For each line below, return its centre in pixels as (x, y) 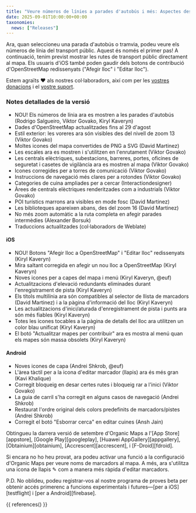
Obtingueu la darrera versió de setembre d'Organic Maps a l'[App (85, 433)
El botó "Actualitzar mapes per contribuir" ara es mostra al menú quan (99, 333)
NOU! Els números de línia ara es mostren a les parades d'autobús (94, 115)
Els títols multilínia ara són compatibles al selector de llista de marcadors (101, 296)
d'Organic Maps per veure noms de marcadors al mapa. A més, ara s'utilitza (97, 463)
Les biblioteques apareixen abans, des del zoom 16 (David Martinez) (97, 207)
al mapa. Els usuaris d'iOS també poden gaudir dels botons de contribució (95, 63)
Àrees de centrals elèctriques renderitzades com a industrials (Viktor (97, 189)
